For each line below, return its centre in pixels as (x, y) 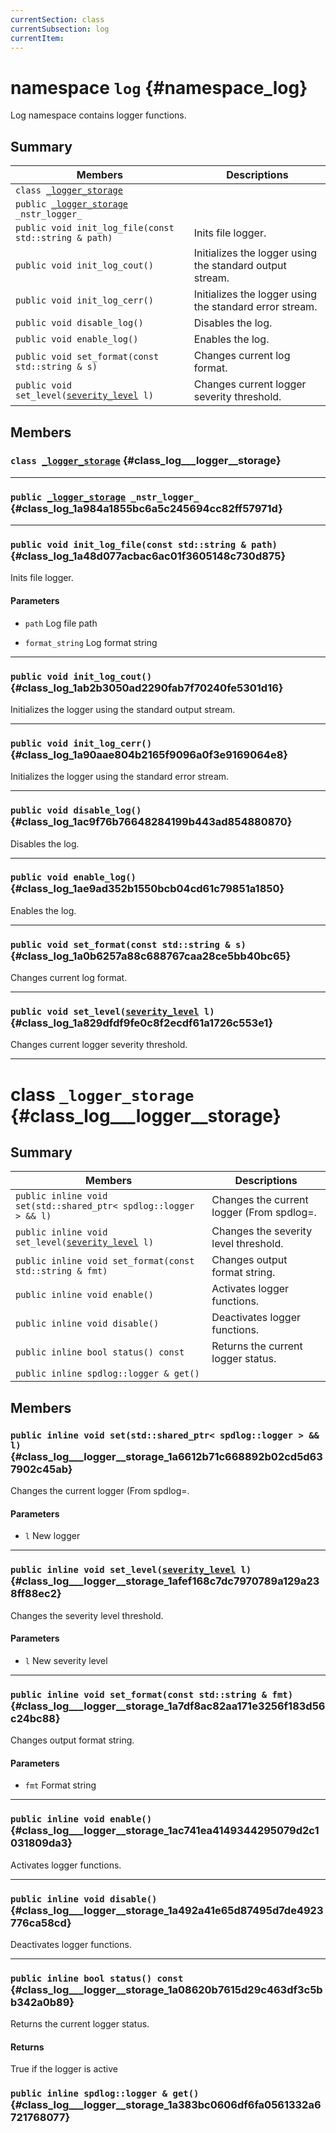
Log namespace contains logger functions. (98, 115)
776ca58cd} (41, 1923)
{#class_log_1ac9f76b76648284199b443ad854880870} (151, 822)
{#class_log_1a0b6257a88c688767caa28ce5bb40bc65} (151, 956)
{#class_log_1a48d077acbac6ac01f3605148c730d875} (148, 556)
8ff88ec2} (36, 1594)
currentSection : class (57, 19)
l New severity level (66, 1660)
